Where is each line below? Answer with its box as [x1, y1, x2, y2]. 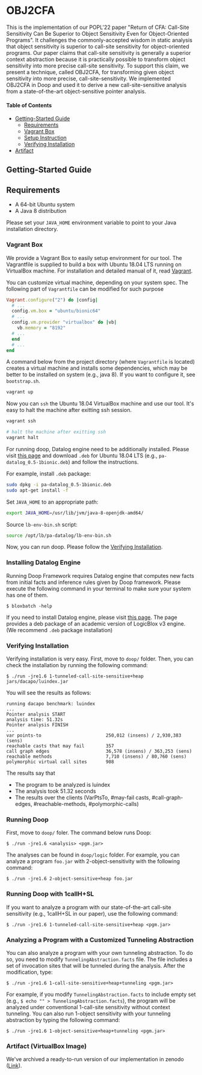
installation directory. [6, 226, 58, 233]
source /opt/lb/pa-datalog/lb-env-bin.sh [6, 532, 112, 539]
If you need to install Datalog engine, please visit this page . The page [6, 614, 177, 621]
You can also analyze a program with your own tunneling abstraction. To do [6, 949, 194, 956]
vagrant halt [6, 435, 39, 441]
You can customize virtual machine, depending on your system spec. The [6, 279, 188, 286]
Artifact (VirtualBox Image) [6, 1042, 87, 1050]
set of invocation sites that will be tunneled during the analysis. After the [6, 962, 185, 969]
